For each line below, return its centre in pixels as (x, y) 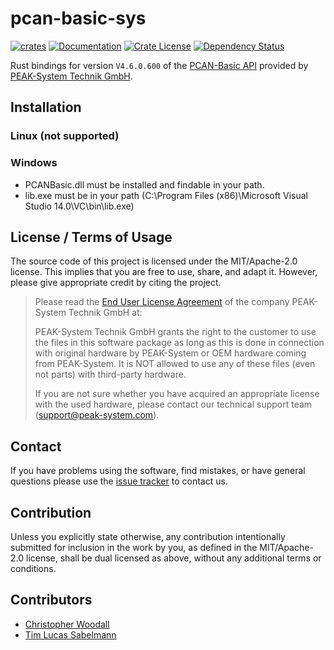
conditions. (33, 568)
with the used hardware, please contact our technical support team (173, 404)
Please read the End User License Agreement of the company (162, 302)
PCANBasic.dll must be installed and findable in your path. (144, 184)
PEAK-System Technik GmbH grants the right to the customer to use (175, 332)
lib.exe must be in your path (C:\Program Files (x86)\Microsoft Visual (166, 195)
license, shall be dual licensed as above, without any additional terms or (173, 558)
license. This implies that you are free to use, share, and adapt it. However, (164, 272)
